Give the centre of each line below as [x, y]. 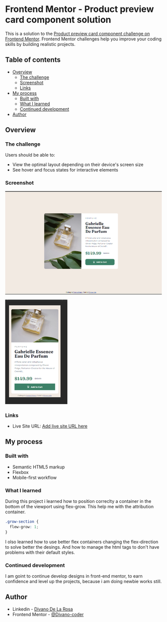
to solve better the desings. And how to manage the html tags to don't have [82, 547]
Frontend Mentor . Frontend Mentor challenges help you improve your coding [83, 39]
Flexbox [20, 472]
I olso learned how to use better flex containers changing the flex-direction [82, 542]
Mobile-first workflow [35, 477]
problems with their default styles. [40, 552]
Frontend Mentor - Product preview [80, 9]
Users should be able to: [30, 155]
